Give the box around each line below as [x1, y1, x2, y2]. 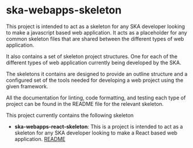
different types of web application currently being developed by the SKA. [6, 59, 182, 66]
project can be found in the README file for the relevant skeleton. [6, 100, 164, 107]
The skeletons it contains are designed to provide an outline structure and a [6, 70, 188, 77]
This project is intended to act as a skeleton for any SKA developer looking [6, 23, 185, 30]
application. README [14, 135, 66, 142]
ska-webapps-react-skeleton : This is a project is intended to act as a [14, 123, 183, 130]
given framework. [6, 82, 48, 90]
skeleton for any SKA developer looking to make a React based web [14, 129, 178, 136]
